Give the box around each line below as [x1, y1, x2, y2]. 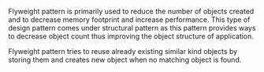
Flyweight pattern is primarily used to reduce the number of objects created [8, 7, 255, 16]
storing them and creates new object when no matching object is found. [8, 55, 242, 64]
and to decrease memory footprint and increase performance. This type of [8, 15, 251, 24]
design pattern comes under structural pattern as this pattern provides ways [8, 23, 256, 32]
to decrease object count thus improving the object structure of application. [8, 31, 255, 41]
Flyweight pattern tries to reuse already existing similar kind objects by [8, 47, 238, 56]
